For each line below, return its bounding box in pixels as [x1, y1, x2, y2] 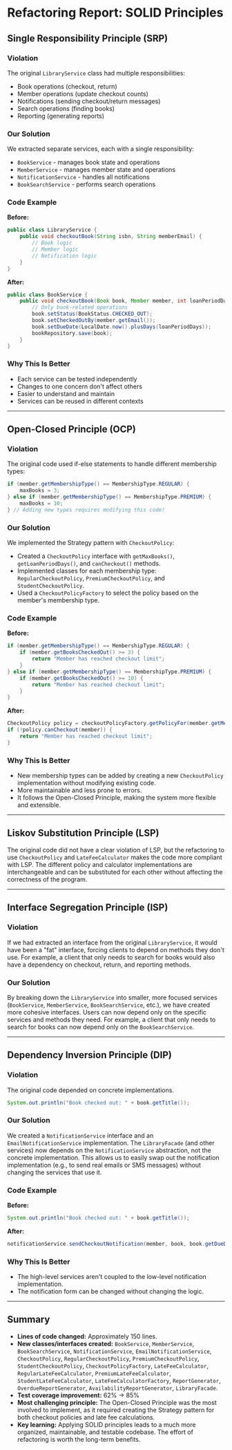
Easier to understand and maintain [17, 389, 115, 397]
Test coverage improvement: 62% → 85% [17, 1390, 139, 1399]
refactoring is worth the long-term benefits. [17, 1435, 141, 1443]
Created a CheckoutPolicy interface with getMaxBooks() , [17, 552, 175, 560]
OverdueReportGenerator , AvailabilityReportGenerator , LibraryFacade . [17, 1384, 218, 1392]
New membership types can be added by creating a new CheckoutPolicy [17, 771, 224, 780]
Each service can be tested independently [17, 375, 137, 383]
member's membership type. [17, 596, 100, 605]
